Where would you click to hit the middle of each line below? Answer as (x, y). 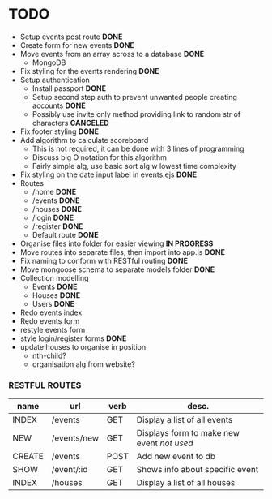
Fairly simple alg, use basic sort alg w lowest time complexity (134, 166)
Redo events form (50, 320)
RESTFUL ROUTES (45, 385)
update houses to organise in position (83, 346)
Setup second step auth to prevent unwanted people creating (134, 97)
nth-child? (49, 355)
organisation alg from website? (84, 364)
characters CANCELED (70, 123)
